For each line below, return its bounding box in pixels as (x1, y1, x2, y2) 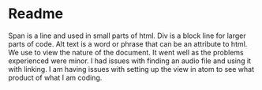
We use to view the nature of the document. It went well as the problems (8, 47, 244, 57)
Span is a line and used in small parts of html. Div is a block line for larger (8, 31, 246, 40)
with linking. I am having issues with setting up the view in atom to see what (8, 64, 255, 73)
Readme (8, 5, 64, 23)
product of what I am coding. (8, 73, 103, 82)
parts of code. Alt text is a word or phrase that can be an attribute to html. (8, 39, 248, 48)
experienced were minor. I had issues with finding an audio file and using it (8, 56, 251, 66)
